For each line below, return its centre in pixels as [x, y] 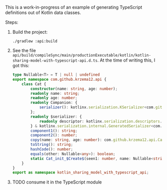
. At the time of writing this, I [126, 60]
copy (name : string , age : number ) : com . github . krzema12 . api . [94, 140]
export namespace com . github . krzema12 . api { [59, 79]
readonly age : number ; [54, 98]
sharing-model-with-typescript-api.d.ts [55, 61]
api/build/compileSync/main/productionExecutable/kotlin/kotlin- [82, 55]
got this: [21, 65]
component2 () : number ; [54, 135]
